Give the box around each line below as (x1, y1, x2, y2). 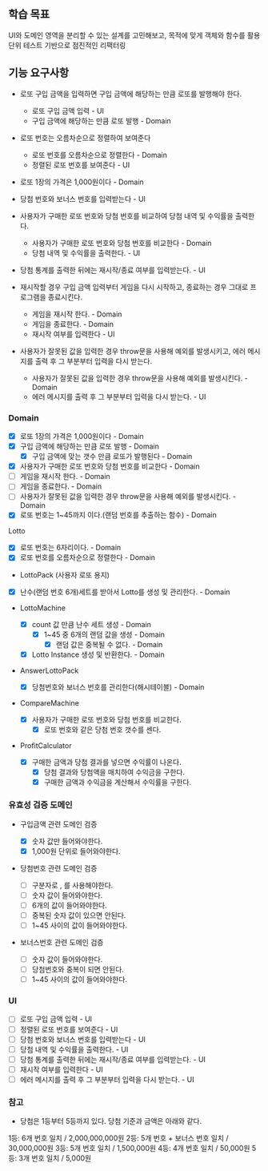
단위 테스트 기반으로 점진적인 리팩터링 (8, 40, 126, 50)
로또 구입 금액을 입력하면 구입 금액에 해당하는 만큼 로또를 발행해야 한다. (19, 89, 242, 99)
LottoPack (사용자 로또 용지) (19, 569, 110, 579)
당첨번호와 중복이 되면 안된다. (31, 964, 124, 975)
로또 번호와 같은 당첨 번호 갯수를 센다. (43, 724, 162, 734)
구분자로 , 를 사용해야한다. (31, 880, 114, 890)
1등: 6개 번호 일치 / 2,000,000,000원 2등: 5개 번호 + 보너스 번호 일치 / (8, 1133, 230, 1143)
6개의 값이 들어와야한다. (31, 900, 107, 910)
